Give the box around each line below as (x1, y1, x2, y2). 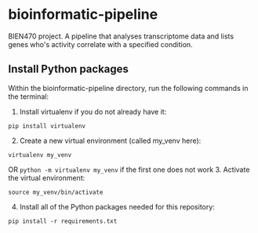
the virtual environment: (8, 173, 85, 182)
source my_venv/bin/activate (8, 188, 104, 196)
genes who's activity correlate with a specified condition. (8, 39, 194, 49)
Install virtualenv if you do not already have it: (19, 107, 167, 116)
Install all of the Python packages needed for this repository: (19, 202, 216, 211)
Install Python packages (8, 63, 129, 76)
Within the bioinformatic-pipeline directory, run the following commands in (8, 83, 249, 93)
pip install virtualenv (8, 122, 86, 130)
